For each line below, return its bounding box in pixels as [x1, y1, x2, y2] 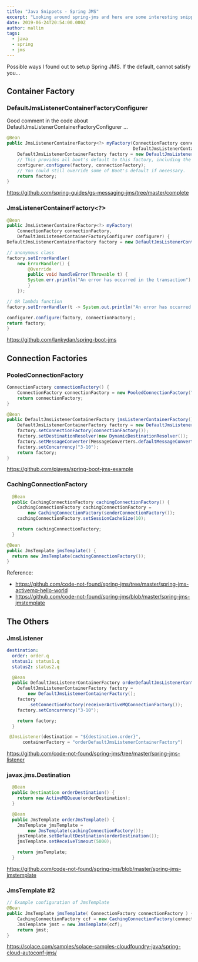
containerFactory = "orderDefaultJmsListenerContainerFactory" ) [22, 739, 183, 746]
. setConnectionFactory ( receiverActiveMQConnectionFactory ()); [28, 702, 183, 707]
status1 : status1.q [12, 658, 60, 664]
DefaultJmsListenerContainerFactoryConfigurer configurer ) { [17, 233, 170, 240]
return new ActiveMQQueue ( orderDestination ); [17, 795, 131, 801]
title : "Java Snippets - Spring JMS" [6, 8, 99, 15]
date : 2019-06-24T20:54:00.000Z [6, 19, 86, 25]
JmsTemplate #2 [6, 886, 55, 894]
